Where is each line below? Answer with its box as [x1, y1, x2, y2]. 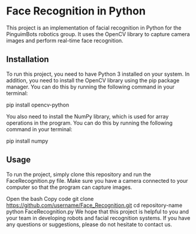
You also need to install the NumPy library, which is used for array [6, 112, 169, 120]
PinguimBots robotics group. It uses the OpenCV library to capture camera [6, 30, 190, 37]
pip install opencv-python [6, 101, 70, 108]
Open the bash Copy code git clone [6, 195, 94, 202]
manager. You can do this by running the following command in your [6, 83, 175, 90]
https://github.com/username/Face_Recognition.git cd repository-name [6, 202, 183, 209]
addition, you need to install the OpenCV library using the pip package [6, 76, 180, 84]
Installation [6, 54, 49, 64]
